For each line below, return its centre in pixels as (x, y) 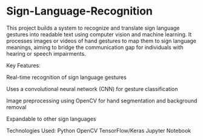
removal (16, 107)
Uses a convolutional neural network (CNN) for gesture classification (92, 88)
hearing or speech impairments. (46, 53)
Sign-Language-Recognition (80, 11)
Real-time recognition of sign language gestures (67, 77)
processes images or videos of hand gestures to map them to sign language (101, 41)
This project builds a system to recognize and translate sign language (93, 28)
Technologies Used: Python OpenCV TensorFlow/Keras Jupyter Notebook (99, 130)
